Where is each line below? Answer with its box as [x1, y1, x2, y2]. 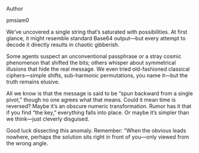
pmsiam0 [6, 17, 29, 23]
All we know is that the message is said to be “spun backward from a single [6, 90, 194, 97]
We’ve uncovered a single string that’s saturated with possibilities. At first [6, 28, 188, 35]
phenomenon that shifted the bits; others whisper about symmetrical [6, 59, 176, 66]
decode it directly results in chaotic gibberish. [6, 41, 120, 48]
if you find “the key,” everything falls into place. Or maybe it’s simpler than [6, 109, 189, 116]
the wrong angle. [6, 140, 48, 146]
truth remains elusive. [6, 78, 60, 85]
